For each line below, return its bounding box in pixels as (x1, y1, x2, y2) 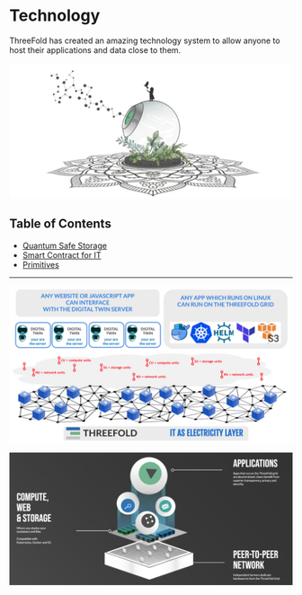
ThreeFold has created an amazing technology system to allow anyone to (9, 35, 280, 46)
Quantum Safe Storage (22, 240, 108, 251)
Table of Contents (9, 217, 112, 232)
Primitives (22, 259, 60, 270)
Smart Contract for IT (22, 249, 102, 261)
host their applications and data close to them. (9, 44, 182, 55)
